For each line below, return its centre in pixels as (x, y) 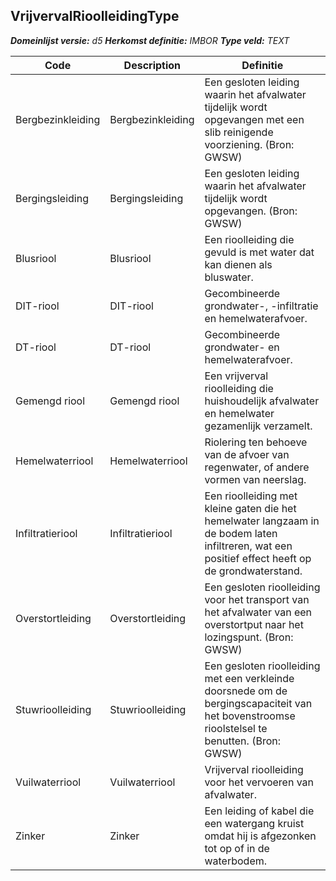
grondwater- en (242, 347)
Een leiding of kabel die (259, 811)
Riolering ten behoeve (256, 442)
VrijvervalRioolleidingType (95, 16)
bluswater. (229, 277)
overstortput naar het (254, 624)
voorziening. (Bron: (249, 144)
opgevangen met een (254, 119)
